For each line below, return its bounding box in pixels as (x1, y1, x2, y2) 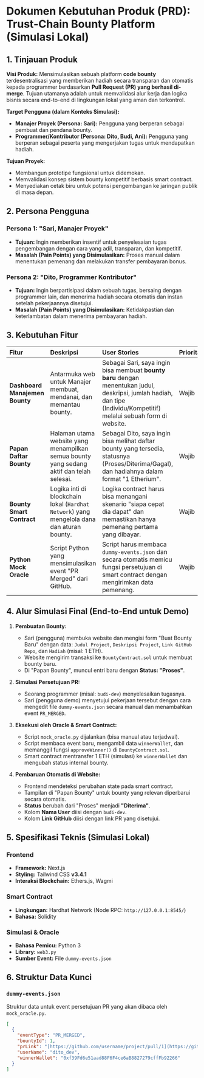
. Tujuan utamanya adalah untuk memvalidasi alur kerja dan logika (22, 90, 188, 97)
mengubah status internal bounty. (24, 759, 109, 766)
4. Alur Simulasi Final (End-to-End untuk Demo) (6, 606, 189, 617)
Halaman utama (50, 429, 95, 437)
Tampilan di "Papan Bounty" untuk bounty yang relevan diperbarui (24, 789, 191, 796)
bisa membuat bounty (102, 366, 166, 375)
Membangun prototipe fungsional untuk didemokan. (15, 169, 146, 176)
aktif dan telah (50, 467, 91, 475)
